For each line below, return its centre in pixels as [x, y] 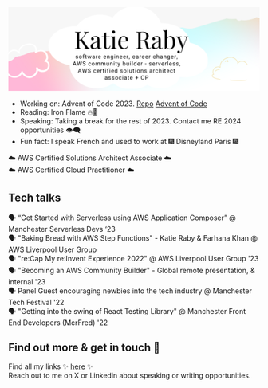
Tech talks [35, 198]
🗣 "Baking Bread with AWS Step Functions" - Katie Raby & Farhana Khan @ [133, 237]
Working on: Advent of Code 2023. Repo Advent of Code [113, 104]
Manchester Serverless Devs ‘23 [62, 229]
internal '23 [27, 281]
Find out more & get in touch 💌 [85, 348]
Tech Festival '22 [36, 302]
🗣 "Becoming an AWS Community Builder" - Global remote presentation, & [132, 270]
